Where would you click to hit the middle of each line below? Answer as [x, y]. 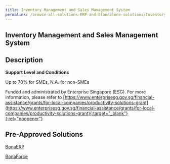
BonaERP [15, 146]
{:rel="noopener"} [24, 119]
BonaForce [16, 156]
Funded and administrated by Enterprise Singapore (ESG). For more [76, 92]
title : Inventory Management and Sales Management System [68, 10]
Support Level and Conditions [37, 72]
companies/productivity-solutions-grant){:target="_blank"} [67, 113]
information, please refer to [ [35, 97]
